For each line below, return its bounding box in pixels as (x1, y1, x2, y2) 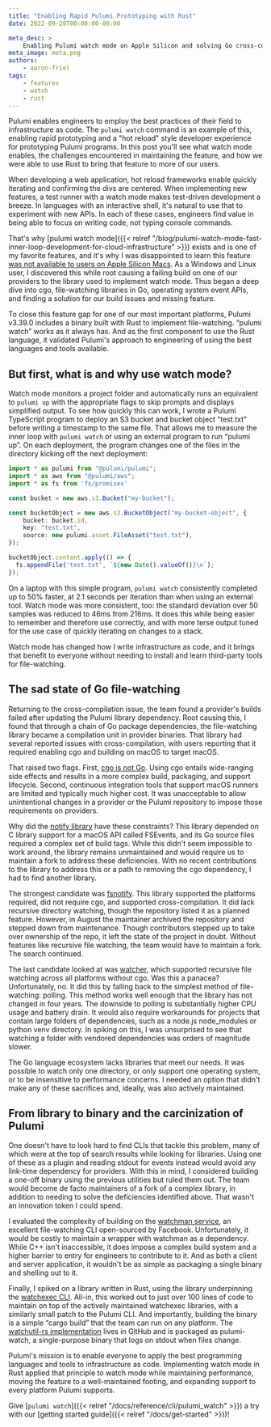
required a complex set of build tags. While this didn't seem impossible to (8, 838, 252, 848)
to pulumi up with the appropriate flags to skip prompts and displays (8, 397, 235, 407)
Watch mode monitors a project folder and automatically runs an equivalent (8, 389, 259, 399)
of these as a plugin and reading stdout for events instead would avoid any (8, 1158, 256, 1167)
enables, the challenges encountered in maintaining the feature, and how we (8, 150, 263, 160)
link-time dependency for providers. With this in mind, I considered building (8, 1167, 259, 1176)
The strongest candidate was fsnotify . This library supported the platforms (8, 888, 256, 898)
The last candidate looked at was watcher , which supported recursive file (8, 964, 252, 974)
